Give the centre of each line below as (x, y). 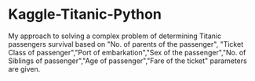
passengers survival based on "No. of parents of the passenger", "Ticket (126, 44)
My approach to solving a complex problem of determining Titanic (115, 36)
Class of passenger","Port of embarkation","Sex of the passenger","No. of (127, 52)
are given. (24, 69)
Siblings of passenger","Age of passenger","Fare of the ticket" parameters (127, 61)
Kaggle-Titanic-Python (85, 14)
